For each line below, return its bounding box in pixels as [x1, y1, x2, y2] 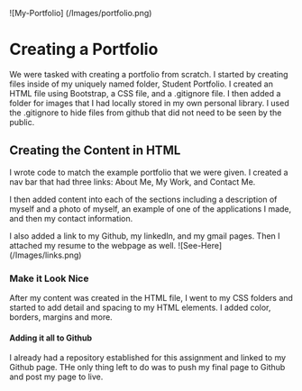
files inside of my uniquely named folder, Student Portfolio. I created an [9, 78, 273, 89]
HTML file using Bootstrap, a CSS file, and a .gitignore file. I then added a [9, 87, 281, 98]
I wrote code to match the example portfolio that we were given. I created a [9, 167, 288, 177]
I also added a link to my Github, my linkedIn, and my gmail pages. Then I [9, 230, 281, 241]
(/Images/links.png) [9, 250, 82, 260]
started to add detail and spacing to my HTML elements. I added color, [9, 302, 271, 314]
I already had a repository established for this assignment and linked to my [9, 352, 287, 363]
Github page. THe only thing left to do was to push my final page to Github [9, 362, 286, 373]
